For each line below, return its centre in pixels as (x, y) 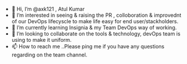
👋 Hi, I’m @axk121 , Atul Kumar (48, 9)
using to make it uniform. (41, 40)
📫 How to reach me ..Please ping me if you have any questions (88, 46)
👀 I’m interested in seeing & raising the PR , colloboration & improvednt (96, 15)
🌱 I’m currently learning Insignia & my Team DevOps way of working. (94, 27)
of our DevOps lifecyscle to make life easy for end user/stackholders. (95, 21)
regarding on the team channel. (49, 55)
